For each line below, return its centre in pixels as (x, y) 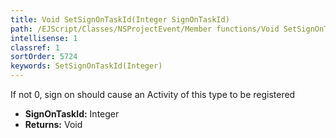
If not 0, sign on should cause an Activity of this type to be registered (153, 94)
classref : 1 (35, 47)
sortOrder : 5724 (44, 57)
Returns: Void (53, 124)
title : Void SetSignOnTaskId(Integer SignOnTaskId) (120, 19)
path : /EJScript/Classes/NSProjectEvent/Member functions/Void (145, 29)
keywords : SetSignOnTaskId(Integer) (86, 66)
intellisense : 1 (44, 38)
